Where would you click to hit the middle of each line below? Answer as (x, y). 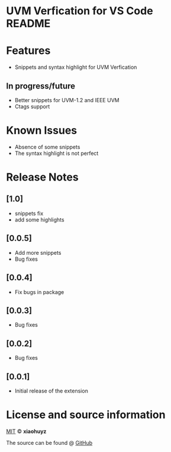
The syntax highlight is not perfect (57, 153)
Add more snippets (38, 252)
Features (28, 51)
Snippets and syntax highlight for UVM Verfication (76, 67)
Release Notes (42, 177)
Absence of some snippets (47, 147)
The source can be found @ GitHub (49, 442)
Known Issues (42, 130)
